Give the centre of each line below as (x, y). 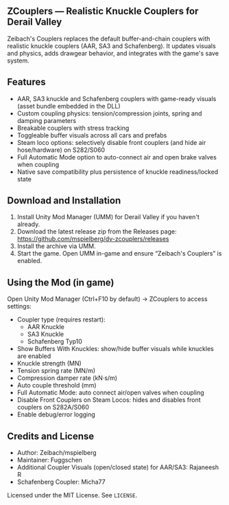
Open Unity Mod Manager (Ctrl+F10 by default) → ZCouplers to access (107, 299)
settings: (20, 306)
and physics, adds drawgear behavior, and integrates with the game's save (113, 53)
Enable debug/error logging (56, 414)
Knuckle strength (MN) (49, 363)
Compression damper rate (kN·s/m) (67, 378)
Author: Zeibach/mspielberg (57, 453)
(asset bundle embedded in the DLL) (69, 106)
